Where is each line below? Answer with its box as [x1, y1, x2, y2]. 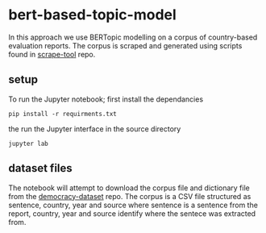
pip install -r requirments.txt [8, 110, 117, 118]
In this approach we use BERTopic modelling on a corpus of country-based [8, 32, 258, 42]
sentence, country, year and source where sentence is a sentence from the [8, 200, 258, 210]
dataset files [8, 161, 73, 175]
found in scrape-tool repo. [8, 49, 96, 59]
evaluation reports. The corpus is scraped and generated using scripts [8, 40, 243, 50]
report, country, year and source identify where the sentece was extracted [8, 208, 256, 218]
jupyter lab [8, 139, 48, 148]
